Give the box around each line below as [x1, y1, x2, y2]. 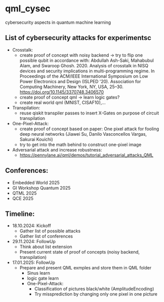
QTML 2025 [12, 190, 37, 196]
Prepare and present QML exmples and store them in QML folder [19, 265, 152, 271]
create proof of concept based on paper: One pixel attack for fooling [19, 126, 160, 132]
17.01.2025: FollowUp [12, 259, 55, 265]
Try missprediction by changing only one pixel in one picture [34, 291, 158, 297]
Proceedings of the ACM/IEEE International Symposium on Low [19, 73, 148, 79]
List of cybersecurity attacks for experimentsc [5, 34, 152, 42]
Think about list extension [19, 244, 73, 250]
